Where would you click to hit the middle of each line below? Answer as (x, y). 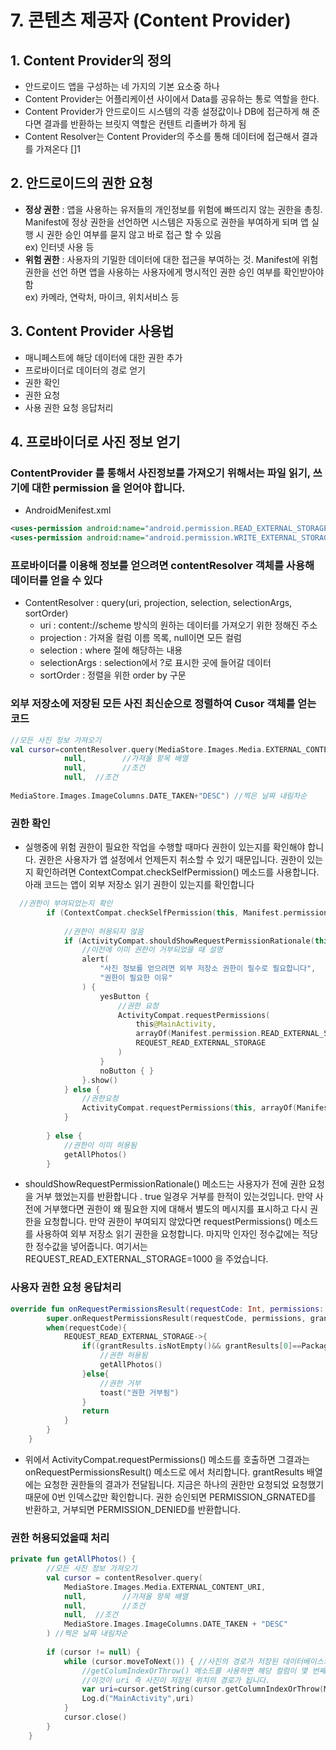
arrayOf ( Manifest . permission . (198, 1034)
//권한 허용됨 (123, 1356)
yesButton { (124, 996)
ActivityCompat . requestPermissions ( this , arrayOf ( (189, 1108)
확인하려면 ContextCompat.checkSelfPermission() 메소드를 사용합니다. (177, 872)
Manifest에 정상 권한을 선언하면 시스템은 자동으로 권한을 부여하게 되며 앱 (166, 222)
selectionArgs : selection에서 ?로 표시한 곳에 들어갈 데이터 (155, 663)
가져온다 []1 (58, 149)
